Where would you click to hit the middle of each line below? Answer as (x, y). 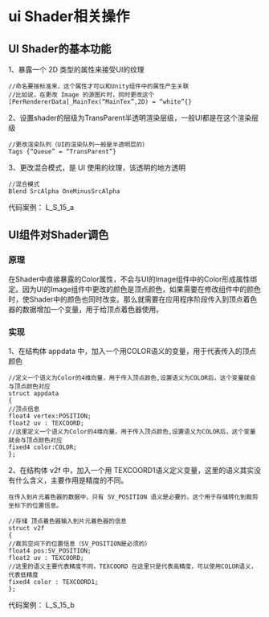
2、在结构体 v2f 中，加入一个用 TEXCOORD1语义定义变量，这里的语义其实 (131, 470)
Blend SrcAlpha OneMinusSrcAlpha (64, 191)
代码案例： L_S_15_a (41, 207)
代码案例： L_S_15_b (41, 605)
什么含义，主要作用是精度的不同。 (71, 480)
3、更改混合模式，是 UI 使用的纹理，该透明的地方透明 (97, 167)
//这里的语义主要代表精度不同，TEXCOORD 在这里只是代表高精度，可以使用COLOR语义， (133, 566)
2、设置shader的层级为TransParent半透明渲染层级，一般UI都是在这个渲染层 (134, 118)
